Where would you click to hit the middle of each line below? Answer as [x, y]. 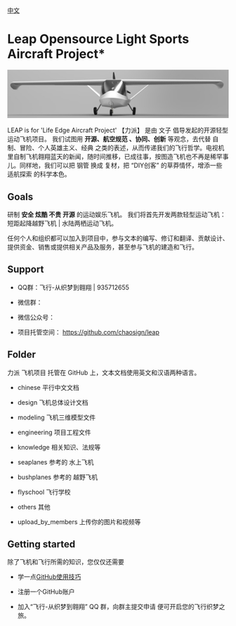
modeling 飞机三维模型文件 [57, 417]
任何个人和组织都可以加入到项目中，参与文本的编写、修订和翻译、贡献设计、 [118, 238]
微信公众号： [36, 317]
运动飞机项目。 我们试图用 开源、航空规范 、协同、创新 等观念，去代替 [109, 139]
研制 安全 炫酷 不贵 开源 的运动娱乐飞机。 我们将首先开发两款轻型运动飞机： [117, 214]
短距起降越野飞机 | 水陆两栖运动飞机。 [63, 223]
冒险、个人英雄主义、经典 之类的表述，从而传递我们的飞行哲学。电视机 [122, 148]
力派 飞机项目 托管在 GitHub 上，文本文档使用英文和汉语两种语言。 [104, 372]
